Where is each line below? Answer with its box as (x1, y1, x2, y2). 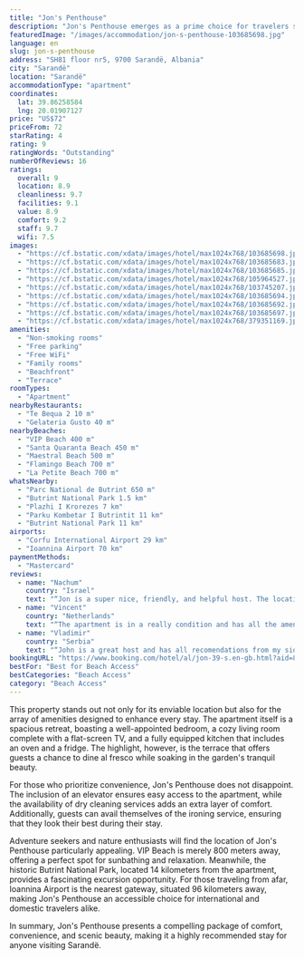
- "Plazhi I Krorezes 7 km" (17, 502, 124, 511)
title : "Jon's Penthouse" (9, 13, 107, 23)
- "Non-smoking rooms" (17, 334, 103, 343)
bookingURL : (9, 654, 54, 663)
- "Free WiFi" (17, 350, 71, 359)
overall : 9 (17, 173, 59, 182)
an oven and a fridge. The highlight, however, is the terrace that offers (9, 742, 271, 753)
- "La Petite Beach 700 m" (17, 469, 119, 478)
